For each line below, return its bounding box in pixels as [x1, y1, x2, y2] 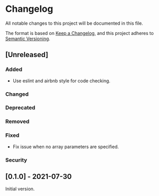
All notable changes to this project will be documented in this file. [5, 20, 144, 26]
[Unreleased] [5, 50, 49, 59]
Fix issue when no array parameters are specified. [12, 144, 119, 150]
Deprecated [5, 104, 36, 111]
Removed [5, 118, 30, 125]
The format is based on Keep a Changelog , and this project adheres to [5, 30, 154, 36]
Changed [5, 91, 29, 98]
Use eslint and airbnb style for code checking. [12, 78, 111, 84]
